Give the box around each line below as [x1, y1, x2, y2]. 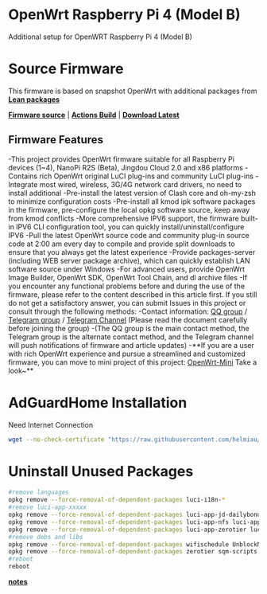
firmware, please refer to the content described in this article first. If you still [8, 289, 257, 299]
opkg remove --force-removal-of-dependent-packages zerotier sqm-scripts [8, 548, 258, 556]
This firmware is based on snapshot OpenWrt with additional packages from [8, 86, 257, 96]
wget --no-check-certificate [8, 436, 105, 444]
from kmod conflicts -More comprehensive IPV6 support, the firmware [8, 213, 240, 223]
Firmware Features [8, 133, 104, 147]
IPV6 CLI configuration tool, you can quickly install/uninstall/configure [15, 221, 245, 232]
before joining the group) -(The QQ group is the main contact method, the [8, 323, 250, 333]
